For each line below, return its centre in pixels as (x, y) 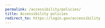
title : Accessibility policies (37, 14)
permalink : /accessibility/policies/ (43, 9)
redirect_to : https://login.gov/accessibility (53, 18)
